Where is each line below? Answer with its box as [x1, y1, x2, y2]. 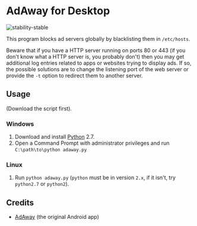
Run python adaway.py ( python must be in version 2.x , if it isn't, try [14, 174, 176, 182]
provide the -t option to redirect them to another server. [6, 72, 144, 79]
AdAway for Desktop [6, 4, 110, 18]
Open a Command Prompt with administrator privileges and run [14, 139, 170, 147]
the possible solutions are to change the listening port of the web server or [6, 65, 189, 72]
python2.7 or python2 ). [14, 180, 69, 187]
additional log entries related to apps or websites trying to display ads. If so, [6, 59, 192, 66]
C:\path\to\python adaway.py [14, 147, 87, 153]
